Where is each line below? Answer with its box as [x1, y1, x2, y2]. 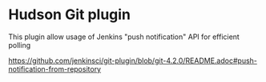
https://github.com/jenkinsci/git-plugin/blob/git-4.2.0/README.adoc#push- [8, 56, 258, 65]
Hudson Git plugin [8, 6, 131, 24]
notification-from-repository [8, 64, 102, 73]
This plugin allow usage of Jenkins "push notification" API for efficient [8, 32, 240, 41]
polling [8, 40, 30, 49]
